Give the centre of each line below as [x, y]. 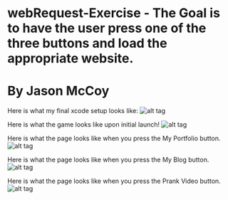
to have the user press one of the [107, 28]
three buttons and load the [87, 43]
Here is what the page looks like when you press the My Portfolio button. [114, 138]
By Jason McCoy [58, 91]
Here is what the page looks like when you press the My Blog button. [108, 160]
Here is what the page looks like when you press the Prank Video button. [114, 181]
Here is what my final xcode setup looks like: [73, 111]
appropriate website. [71, 59]
